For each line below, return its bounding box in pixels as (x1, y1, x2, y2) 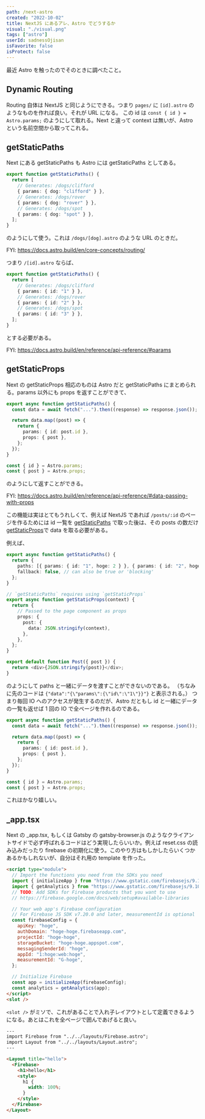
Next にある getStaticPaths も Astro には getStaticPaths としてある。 (6, 159, 179, 167)
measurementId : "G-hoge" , (17, 957, 84, 963)
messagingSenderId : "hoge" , (17, 946, 88, 952)
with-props (6, 499, 35, 506)
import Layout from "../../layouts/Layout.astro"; (6, 1039, 138, 1046)
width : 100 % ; (28, 1084, 62, 1090)
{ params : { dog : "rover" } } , (17, 200, 97, 206)
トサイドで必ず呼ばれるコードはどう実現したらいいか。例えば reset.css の (6, 839, 193, 846)
